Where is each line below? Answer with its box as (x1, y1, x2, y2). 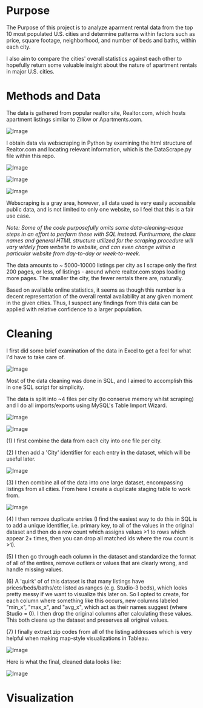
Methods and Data (6, 89, 101, 103)
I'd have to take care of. (6, 353, 65, 360)
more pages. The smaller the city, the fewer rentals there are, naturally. (6, 274, 184, 281)
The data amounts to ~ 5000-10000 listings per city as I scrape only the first (6, 261, 197, 269)
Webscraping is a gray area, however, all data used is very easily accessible (6, 199, 196, 207)
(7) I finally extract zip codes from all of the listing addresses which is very (6, 628, 192, 635)
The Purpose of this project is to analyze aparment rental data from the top (6, 24, 193, 31)
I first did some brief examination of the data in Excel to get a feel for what (6, 347, 191, 354)
